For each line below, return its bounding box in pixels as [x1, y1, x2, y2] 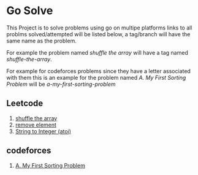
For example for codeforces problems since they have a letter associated [6, 67, 191, 74]
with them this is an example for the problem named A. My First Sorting [6, 74, 186, 81]
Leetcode [6, 98, 44, 109]
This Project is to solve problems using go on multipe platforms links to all [6, 24, 192, 31]
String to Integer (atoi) [15, 127, 72, 135]
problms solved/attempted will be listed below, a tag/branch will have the [6, 30, 191, 37]
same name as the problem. [6, 37, 77, 44]
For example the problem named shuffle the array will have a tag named [6, 49, 188, 56]
